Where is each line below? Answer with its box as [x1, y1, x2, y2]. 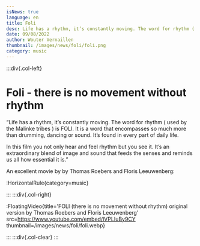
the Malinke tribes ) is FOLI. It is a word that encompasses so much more [6, 125, 187, 132]
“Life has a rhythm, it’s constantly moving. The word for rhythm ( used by [6, 118, 187, 125]
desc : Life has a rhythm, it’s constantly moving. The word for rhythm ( [6, 25, 195, 32]
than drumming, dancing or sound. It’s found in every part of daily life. [6, 131, 179, 139]
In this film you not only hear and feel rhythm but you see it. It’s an [6, 143, 170, 150]
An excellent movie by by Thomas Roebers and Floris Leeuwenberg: [6, 167, 175, 175]
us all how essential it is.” [6, 156, 68, 163]
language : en [6, 14, 39, 20]
